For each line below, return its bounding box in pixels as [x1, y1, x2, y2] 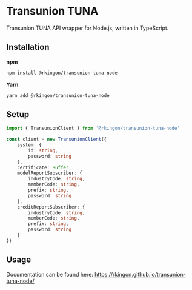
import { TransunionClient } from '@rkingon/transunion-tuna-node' [6, 126, 180, 132]
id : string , [28, 147, 59, 153]
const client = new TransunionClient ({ [6, 137, 107, 143]
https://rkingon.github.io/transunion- [94, 271, 186, 278]
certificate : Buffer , [17, 164, 71, 170]
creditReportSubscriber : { [17, 204, 85, 210]
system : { [17, 142, 42, 148]
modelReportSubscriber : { [17, 170, 83, 177]
